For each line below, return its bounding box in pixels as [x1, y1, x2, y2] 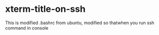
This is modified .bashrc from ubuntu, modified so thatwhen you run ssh [5, 20, 154, 26]
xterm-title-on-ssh [5, 3, 86, 15]
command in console [5, 25, 49, 31]
